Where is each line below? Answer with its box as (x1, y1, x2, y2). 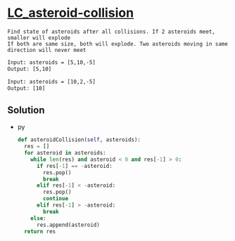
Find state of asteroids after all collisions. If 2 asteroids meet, (7, 28, 216, 35)
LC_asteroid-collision (7, 5, 134, 21)
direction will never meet (7, 46, 87, 53)
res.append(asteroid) (36, 221, 100, 228)
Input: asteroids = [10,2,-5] (7, 78, 96, 85)
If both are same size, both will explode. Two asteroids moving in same (7, 40, 229, 47)
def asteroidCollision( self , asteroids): (17, 136, 141, 143)
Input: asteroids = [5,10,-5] (7, 58, 96, 66)
